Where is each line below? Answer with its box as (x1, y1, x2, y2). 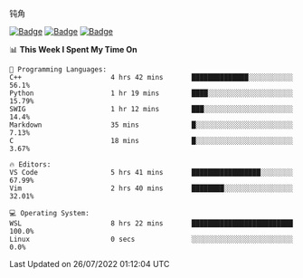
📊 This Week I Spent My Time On (9, 44, 137, 54)
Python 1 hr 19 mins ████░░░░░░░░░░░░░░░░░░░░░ (9, 89, 294, 98)
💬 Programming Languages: (9, 65, 107, 74)
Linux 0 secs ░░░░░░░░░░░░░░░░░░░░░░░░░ (9, 235, 294, 244)
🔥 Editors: (9, 160, 52, 169)
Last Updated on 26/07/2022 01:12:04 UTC (9, 259, 170, 269)
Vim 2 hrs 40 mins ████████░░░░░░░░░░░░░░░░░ (9, 184, 294, 193)
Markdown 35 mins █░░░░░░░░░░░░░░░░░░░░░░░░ (9, 120, 294, 129)
